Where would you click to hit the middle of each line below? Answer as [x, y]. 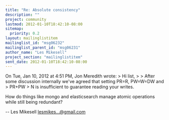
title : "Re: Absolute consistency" [43, 10]
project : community [26, 19]
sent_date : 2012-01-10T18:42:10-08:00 [46, 62]
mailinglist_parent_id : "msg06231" [43, 48]
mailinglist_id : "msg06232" [35, 43]
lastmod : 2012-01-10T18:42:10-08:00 [44, 24]
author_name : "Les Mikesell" [36, 52]
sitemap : [14, 29]
